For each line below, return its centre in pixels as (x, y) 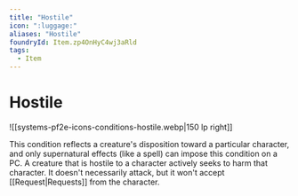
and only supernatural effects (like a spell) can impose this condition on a (144, 153)
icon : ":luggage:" (43, 26)
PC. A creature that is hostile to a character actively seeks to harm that (139, 163)
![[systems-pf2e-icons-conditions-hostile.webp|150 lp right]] (121, 127)
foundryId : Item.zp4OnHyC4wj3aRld (73, 42)
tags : (19, 51)
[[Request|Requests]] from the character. (85, 182)
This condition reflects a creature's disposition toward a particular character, (149, 144)
